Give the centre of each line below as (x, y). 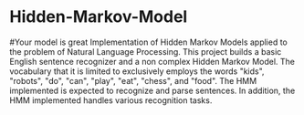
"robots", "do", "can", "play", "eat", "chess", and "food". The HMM (133, 80)
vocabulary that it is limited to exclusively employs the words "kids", (137, 71)
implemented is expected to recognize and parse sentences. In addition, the (152, 90)
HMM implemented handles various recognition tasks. (111, 100)
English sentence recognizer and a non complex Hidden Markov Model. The (152, 61)
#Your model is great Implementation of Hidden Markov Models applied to (148, 42)
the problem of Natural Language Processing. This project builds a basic (146, 51)
